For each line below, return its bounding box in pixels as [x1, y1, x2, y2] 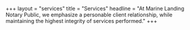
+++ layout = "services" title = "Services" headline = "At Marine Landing [5, 5, 185, 12]
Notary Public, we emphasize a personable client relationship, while [5, 11, 173, 18]
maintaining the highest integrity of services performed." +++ [5, 18, 158, 24]
